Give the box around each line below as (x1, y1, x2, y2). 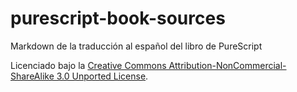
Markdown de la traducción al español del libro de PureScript (10, 40, 263, 52)
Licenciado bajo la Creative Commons (10, 59, 167, 71)
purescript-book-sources (10, 7, 226, 30)
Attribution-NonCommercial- (168, 59, 287, 71)
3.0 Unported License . (56, 70, 149, 82)
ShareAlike (10, 70, 55, 82)
